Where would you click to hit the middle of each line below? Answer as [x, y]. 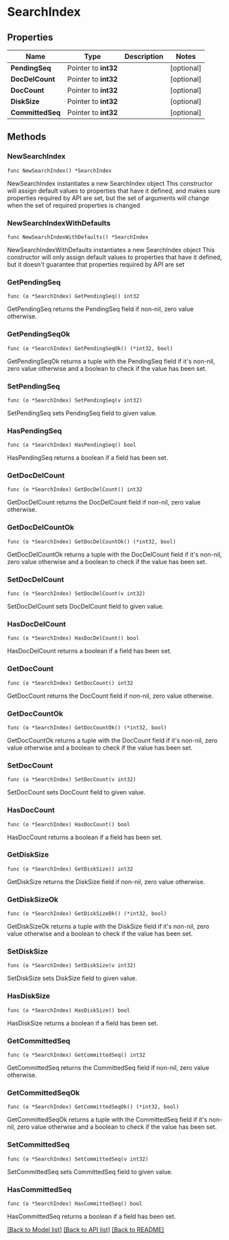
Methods [27, 137]
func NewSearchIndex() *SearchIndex [59, 171]
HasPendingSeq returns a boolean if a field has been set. [88, 458]
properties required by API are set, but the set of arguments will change [108, 198]
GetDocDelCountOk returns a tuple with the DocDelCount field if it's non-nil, [114, 554]
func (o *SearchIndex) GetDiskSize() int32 [70, 869]
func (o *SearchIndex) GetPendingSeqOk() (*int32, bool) [90, 348]
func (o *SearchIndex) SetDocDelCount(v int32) [76, 594]
